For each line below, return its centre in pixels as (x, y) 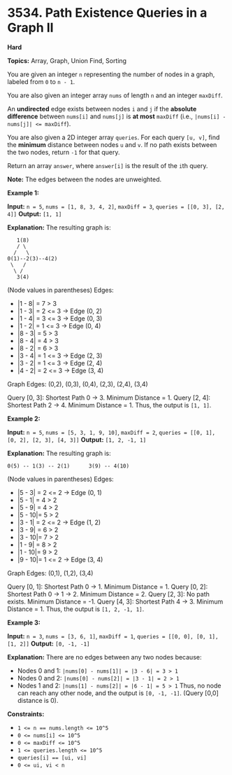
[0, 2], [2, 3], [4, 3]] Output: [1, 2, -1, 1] (77, 440)
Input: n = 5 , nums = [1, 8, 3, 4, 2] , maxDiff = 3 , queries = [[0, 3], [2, (116, 206)
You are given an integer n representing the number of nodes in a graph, (111, 74)
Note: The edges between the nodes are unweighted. (85, 179)
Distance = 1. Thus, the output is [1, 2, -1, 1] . (76, 609)
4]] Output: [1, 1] (35, 214)
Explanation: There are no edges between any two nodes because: (104, 657)
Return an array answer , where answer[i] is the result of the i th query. (108, 165)
